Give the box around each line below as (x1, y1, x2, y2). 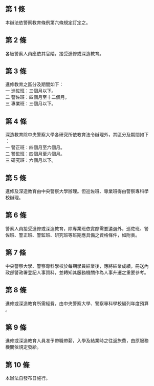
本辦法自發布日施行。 (5, 375, 50, 381)
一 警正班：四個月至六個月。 (5, 144, 65, 151)
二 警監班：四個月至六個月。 (5, 151, 65, 157)
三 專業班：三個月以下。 (5, 100, 56, 106)
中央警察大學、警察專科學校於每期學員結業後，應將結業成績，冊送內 (5, 263, 149, 269)
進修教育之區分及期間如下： (5, 81, 64, 88)
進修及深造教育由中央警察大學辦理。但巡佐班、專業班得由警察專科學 (5, 188, 149, 195)
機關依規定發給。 (5, 344, 41, 350)
